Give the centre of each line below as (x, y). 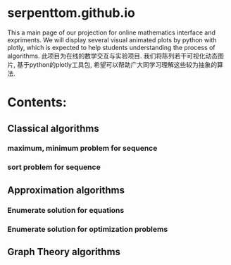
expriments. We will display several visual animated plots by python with (112, 39)
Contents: (37, 103)
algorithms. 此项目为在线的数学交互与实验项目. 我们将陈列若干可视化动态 (113, 56)
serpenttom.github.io (71, 13)
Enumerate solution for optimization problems (88, 229)
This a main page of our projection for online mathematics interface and (112, 32)
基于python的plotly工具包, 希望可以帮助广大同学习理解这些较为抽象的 (117, 64)
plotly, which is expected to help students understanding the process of (112, 47)
